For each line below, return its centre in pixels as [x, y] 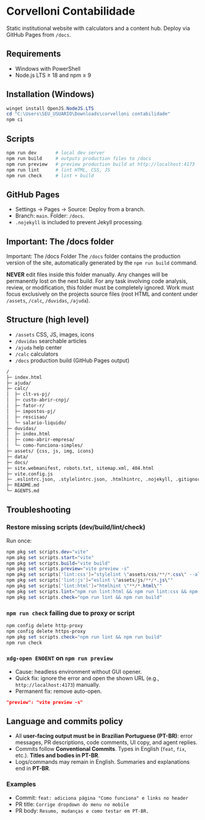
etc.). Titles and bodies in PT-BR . [57, 755]
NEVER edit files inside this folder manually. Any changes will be [87, 274]
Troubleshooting [39, 510]
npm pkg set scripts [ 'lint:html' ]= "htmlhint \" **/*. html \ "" [85, 586]
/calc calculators [37, 354]
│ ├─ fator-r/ [26, 406]
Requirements [34, 54]
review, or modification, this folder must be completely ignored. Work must [100, 287]
